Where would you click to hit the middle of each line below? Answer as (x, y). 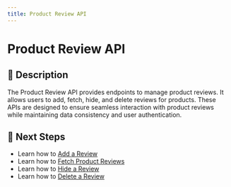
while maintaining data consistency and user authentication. (95, 115)
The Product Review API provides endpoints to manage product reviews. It (115, 92)
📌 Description (38, 75)
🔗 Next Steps (36, 137)
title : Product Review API (47, 14)
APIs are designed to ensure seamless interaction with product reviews (111, 107)
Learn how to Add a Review (58, 154)
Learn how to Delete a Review (61, 176)
